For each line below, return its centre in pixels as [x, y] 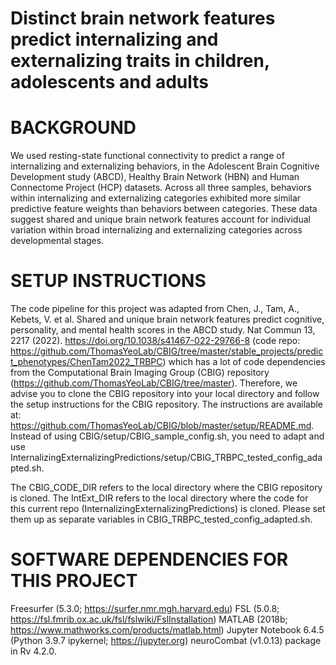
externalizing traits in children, [140, 61]
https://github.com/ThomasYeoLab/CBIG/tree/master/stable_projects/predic [167, 351]
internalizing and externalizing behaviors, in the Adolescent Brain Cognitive [165, 166]
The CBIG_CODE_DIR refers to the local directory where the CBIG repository [166, 488]
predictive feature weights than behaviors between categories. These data [164, 209]
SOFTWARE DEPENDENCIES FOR [149, 559]
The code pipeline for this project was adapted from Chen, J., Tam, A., [155, 309]
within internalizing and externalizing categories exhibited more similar [156, 198]
